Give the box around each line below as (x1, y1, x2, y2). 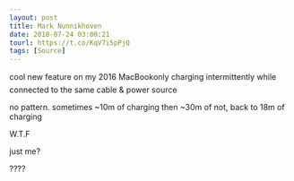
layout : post (9, 13, 58, 22)
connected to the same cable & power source (9, 84, 177, 95)
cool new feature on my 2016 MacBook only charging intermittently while (9, 72, 277, 82)
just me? (9, 146, 41, 157)
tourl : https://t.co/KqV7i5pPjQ (9, 38, 130, 47)
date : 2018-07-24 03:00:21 (9, 30, 110, 39)
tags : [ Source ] (9, 47, 66, 56)
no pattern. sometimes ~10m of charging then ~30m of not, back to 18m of (9, 102, 285, 113)
